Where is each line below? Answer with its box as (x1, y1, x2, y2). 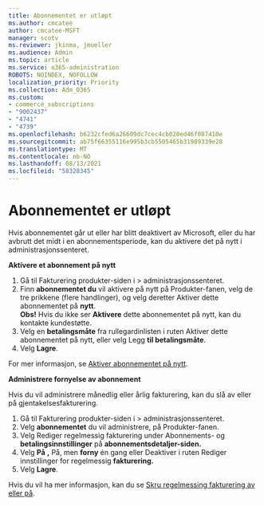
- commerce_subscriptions (8, 100, 94, 108)
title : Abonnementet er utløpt (8, 11, 112, 20)
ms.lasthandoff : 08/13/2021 (8, 160, 102, 168)
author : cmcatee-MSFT (8, 26, 81, 34)
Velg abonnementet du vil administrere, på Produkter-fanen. (19, 422, 219, 431)
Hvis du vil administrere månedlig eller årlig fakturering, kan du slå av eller (8, 390, 252, 399)
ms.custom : (8, 93, 45, 101)
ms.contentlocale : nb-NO (8, 152, 91, 160)
